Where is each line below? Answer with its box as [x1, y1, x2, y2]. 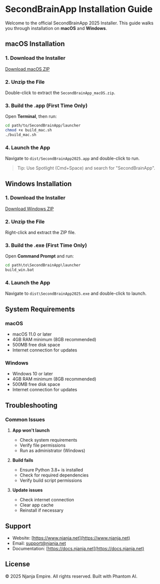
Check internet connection [19, 497, 74, 503]
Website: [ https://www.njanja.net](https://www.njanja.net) [12, 535, 130, 541]
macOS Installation [5, 40, 65, 48]
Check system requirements [19, 437, 78, 443]
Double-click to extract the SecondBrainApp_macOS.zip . [5, 90, 115, 96]
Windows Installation [5, 179, 72, 188]
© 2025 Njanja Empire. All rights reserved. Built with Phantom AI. [5, 573, 138, 579]
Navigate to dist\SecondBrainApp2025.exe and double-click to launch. [5, 290, 147, 297]
